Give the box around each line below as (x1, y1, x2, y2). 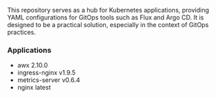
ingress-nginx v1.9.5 (17, 69, 76, 77)
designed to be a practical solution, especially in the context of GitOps (7, 21, 209, 28)
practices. (7, 28, 36, 36)
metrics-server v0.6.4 (17, 76, 80, 84)
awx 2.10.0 (17, 61, 48, 70)
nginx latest (17, 83, 51, 92)
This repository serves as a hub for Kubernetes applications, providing (7, 6, 210, 14)
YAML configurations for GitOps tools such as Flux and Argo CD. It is (7, 13, 204, 22)
